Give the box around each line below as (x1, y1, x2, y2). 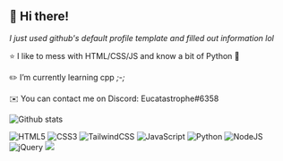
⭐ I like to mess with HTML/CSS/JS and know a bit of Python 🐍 (9, 50, 240, 61)
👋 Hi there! (9, 9, 70, 24)
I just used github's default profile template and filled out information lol (9, 32, 275, 43)
